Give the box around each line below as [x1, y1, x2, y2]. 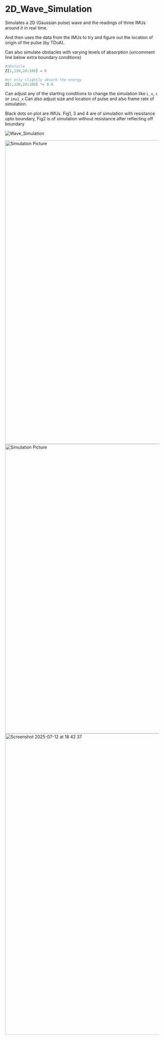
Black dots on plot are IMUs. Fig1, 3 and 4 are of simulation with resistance [5, 110, 155, 116]
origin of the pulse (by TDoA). [5, 39, 65, 45]
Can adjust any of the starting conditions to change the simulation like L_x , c [5, 91, 158, 97]
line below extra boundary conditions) [5, 54, 82, 60]
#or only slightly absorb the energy [5, 77, 82, 82]
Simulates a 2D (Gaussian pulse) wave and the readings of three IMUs [5, 20, 146, 26]
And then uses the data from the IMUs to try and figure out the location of [5, 34, 153, 40]
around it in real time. [5, 25, 48, 30]
